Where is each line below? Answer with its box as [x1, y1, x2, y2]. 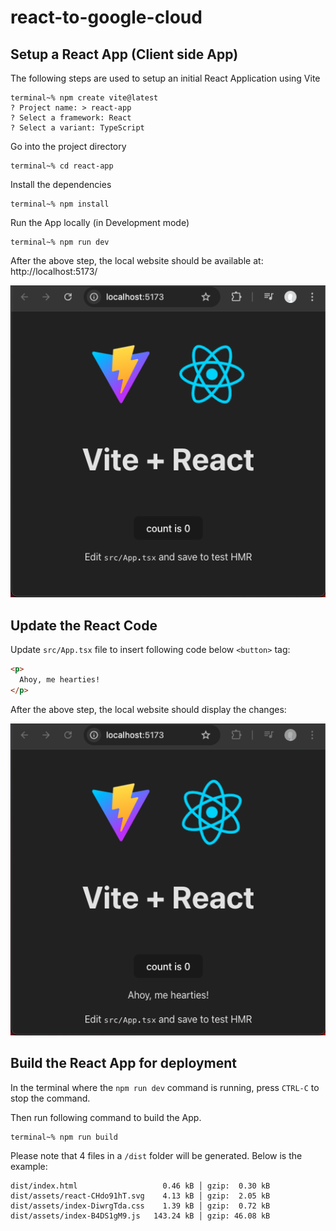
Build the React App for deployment [10, 1055, 238, 1072]
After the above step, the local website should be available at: [10, 255, 264, 266]
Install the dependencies [10, 179, 112, 190]
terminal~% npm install [10, 199, 110, 209]
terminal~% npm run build [10, 1132, 118, 1142]
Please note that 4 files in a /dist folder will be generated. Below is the [10, 1149, 303, 1161]
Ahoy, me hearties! [19, 674, 101, 685]
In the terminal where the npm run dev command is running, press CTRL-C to [10, 1081, 320, 1093]
